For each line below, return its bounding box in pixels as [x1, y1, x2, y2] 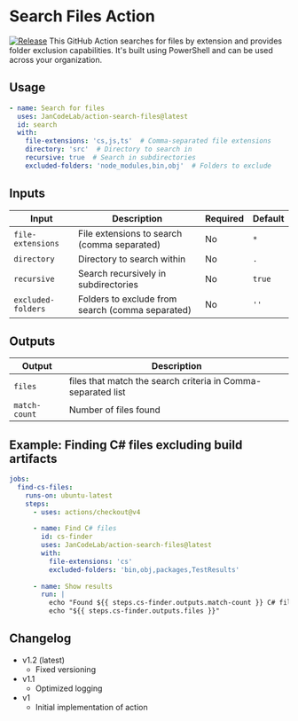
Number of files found [68, 404, 161, 416]
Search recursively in [78, 267, 167, 279]
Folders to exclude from [78, 293, 177, 305]
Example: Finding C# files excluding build [9, 437, 243, 452]
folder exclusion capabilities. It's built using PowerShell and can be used [9, 44, 273, 55]
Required [205, 212, 245, 224]
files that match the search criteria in [68, 375, 222, 388]
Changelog [9, 631, 72, 647]
